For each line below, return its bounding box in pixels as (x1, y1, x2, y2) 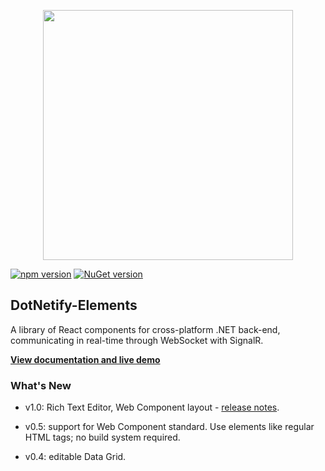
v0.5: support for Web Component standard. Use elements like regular (24, 421, 315, 433)
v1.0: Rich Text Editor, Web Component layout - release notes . (24, 401, 280, 414)
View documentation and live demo (10, 353, 161, 365)
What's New (10, 378, 72, 392)
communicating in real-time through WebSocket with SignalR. (10, 334, 264, 346)
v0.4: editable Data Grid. (24, 451, 127, 463)
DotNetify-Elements (10, 297, 138, 314)
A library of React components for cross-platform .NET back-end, (10, 323, 281, 335)
